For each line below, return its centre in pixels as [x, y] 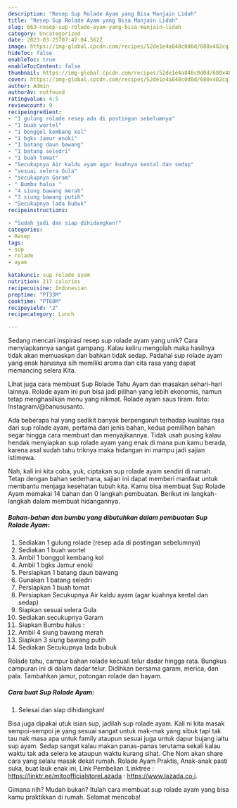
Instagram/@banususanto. [46, 406]
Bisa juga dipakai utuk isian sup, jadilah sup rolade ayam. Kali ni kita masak [116, 723]
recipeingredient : [35, 112]
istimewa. [22, 458]
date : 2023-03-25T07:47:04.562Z [55, 40]
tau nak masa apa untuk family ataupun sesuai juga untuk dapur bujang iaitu [118, 739]
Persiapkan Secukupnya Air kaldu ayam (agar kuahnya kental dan [113, 595]
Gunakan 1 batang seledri [55, 580]
